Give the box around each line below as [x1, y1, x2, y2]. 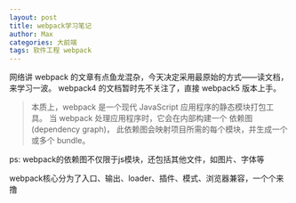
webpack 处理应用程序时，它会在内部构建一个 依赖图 [59, 113, 253, 124]
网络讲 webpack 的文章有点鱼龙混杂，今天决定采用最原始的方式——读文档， [9, 72, 289, 83]
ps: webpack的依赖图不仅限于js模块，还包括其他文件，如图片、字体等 [9, 154, 265, 165]
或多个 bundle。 [30, 135, 91, 146]
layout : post [9, 12, 58, 22]
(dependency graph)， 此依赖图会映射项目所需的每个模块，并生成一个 [30, 124, 288, 134]
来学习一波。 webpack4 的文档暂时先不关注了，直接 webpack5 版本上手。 [9, 83, 282, 93]
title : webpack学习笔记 [9, 21, 92, 30]
